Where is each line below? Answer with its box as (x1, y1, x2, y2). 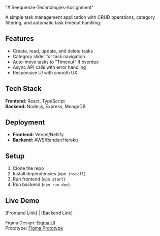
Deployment (5, 118, 45, 127)
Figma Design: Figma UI (5, 220, 55, 226)
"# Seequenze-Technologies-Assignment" (5, 5, 94, 10)
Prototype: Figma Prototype (5, 225, 63, 231)
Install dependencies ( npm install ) (12, 171, 86, 177)
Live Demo (5, 196, 40, 205)
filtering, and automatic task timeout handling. (5, 20, 102, 25)
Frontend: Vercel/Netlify (12, 132, 64, 138)
